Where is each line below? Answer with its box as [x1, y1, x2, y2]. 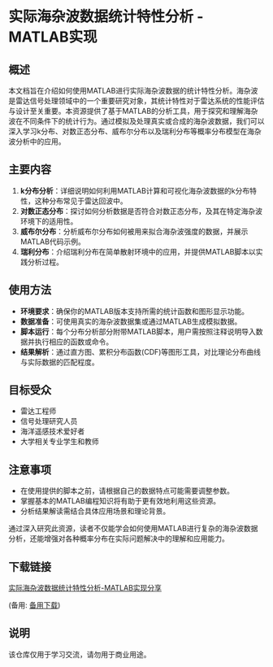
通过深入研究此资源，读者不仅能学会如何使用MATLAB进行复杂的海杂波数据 [8, 524, 258, 534]
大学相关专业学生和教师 [19, 437, 99, 447]
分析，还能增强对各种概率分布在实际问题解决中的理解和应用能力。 [8, 534, 229, 543]
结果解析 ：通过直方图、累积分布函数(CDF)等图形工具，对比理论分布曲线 [19, 347, 262, 356]
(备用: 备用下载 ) [8, 600, 61, 610]
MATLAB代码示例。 [19, 237, 85, 246]
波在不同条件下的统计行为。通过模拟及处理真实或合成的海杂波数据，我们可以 [8, 116, 265, 126]
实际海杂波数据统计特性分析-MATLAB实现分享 [8, 583, 162, 593]
